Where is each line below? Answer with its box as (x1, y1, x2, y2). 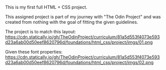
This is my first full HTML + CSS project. (5, 4, 87, 10)
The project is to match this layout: (5, 29, 76, 34)
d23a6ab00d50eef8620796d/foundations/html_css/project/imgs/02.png (5, 60, 154, 65)
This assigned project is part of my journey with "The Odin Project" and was (5, 14, 161, 19)
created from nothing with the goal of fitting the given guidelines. (5, 19, 138, 25)
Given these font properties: (5, 49, 63, 55)
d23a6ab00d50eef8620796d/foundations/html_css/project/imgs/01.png (5, 39, 153, 45)
